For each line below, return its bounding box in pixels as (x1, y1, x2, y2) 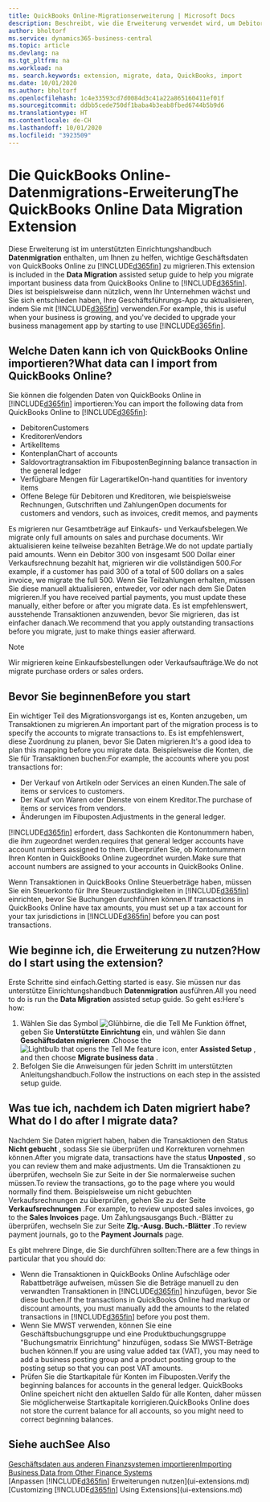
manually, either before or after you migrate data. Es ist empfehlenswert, (8, 601, 248, 611)
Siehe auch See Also (8, 1438, 111, 1451)
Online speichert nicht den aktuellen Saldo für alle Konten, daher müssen (19, 1389, 262, 1398)
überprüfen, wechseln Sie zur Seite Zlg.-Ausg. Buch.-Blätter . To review (8, 1221, 247, 1230)
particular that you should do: (8, 1254, 106, 1263)
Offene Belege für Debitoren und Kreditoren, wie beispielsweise (19, 491, 231, 501)
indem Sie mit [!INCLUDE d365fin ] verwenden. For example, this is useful (8, 303, 247, 314)
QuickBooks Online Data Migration (8, 200, 243, 218)
